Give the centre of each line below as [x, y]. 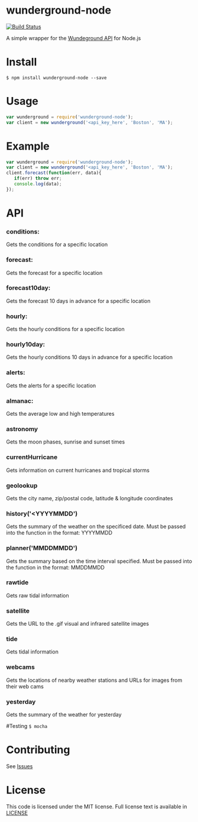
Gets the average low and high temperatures [60, 414]
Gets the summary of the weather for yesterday [64, 714]
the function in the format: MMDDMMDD [56, 567]
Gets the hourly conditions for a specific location [66, 329]
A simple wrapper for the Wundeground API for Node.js [74, 38]
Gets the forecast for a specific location [54, 273]
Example [28, 146]
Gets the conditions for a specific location [57, 245]
